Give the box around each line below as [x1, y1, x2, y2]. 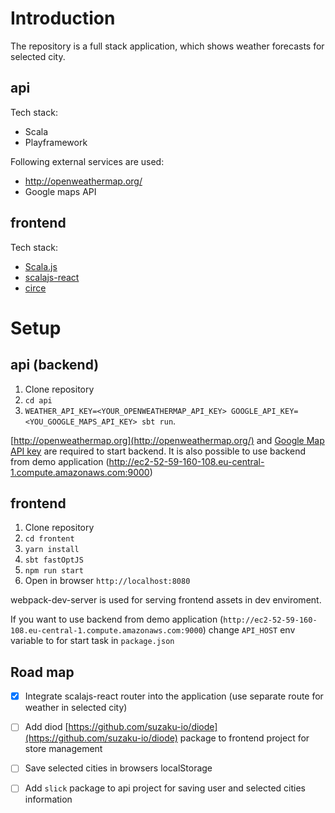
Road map [10, 663, 75, 681]
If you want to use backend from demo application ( [10, 613, 224, 626]
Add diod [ [24, 721, 69, 733]
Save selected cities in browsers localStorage [24, 762, 213, 774]
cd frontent [24, 534, 75, 544]
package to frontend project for [179, 732, 310, 744]
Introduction [10, 7, 116, 30]
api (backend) [10, 357, 100, 374]
